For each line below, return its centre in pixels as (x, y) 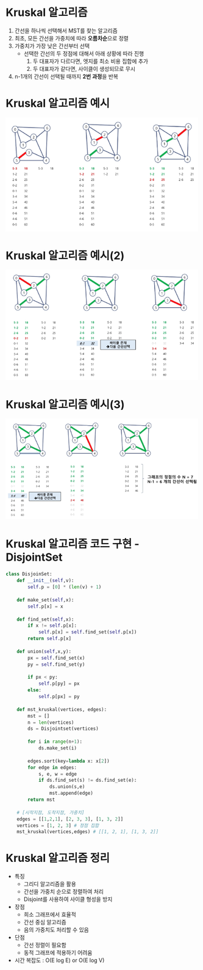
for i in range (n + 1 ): (55, 742)
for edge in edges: (52, 767)
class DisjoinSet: (29, 574)
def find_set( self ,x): (45, 619)
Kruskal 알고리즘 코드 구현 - (73, 544)
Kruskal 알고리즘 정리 (58, 858)
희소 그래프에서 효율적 (50, 914)
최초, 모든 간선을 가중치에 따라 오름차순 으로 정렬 (71, 38)
